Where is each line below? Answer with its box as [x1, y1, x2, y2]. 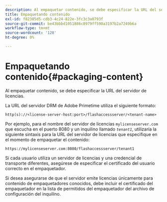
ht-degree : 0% [5, 35, 35, 40]
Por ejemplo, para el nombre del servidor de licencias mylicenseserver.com [5, 121, 158, 127]
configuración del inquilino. [5, 191, 61, 197]
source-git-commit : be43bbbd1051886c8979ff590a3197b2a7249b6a [5, 21, 137, 26]
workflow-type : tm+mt [5, 26, 50, 31]
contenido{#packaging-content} [5, 71, 144, 82]
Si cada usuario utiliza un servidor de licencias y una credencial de [5, 155, 142, 161]
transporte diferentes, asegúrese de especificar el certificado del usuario [5, 160, 155, 166]
